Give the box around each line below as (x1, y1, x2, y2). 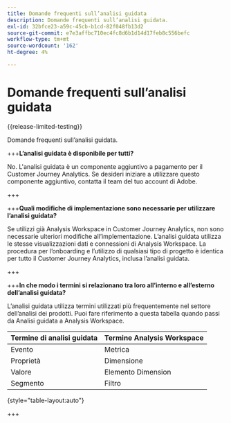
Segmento (10, 378, 44, 388)
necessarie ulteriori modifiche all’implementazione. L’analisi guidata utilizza (7, 232, 221, 240)
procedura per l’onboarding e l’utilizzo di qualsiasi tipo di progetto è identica (7, 246, 223, 255)
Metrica (104, 344, 130, 354)
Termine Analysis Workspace (104, 333, 204, 343)
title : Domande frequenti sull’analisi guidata (7, 10, 147, 17)
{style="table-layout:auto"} (7, 396, 84, 404)
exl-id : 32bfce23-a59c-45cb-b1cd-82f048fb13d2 (7, 23, 144, 30)
